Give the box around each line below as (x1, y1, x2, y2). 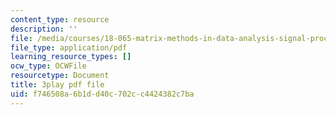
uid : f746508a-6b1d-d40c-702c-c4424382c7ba (10, 89, 195, 99)
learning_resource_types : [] (10, 52, 132, 62)
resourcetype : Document (10, 71, 110, 81)
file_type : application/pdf (10, 42, 128, 53)
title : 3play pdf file (10, 80, 105, 90)
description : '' (10, 24, 78, 34)
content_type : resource (10, 14, 110, 25)
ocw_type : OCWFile (10, 61, 87, 71)
